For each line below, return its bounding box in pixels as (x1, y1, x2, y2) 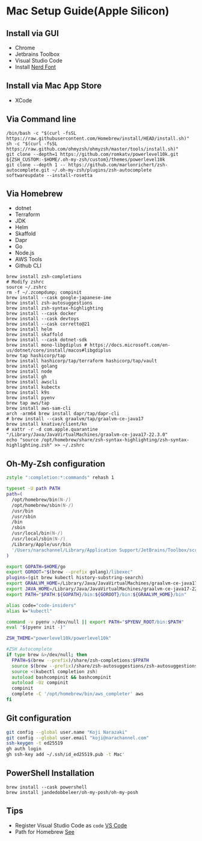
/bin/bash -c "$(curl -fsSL (6, 130, 77, 136)
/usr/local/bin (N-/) (11, 530, 63, 536)
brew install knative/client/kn (6, 421, 87, 427)
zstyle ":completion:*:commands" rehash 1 (6, 474, 114, 481)
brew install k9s (6, 389, 50, 396)
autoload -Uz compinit (11, 680, 69, 686)
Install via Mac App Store (6, 81, 102, 91)
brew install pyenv (6, 395, 55, 401)
